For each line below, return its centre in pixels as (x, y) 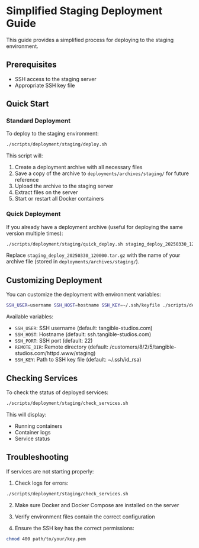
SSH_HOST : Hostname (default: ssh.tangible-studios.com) (83, 334)
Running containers (38, 426)
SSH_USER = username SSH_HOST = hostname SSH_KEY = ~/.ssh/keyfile (83, 305)
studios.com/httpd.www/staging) (55, 353)
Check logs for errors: (41, 483)
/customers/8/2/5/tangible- (143, 347)
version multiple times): (35, 233)
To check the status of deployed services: (57, 392)
